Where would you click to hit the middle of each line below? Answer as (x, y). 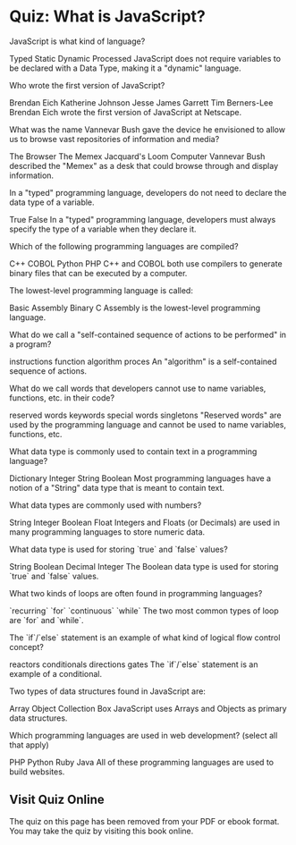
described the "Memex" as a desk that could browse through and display (144, 165)
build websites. (37, 772)
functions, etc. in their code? (62, 397)
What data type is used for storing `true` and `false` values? (118, 549)
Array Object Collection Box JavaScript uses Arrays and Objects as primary (148, 708)
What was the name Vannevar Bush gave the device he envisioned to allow (148, 129)
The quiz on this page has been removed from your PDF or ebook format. (144, 821)
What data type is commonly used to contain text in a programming (133, 451)
